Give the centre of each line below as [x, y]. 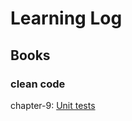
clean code [38, 84]
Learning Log [66, 18]
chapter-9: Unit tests [53, 105]
